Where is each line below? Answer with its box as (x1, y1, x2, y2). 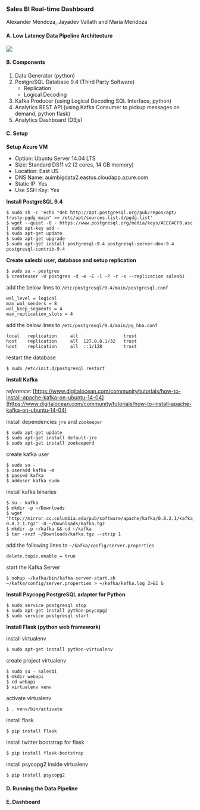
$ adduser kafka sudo (6, 478, 60, 483)
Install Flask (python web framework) (6, 623, 101, 630)
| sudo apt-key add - (6, 225, 60, 231)
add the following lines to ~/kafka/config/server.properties (6, 541, 155, 549)
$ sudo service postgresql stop (6, 602, 86, 608)
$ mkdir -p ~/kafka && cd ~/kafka (6, 526, 92, 532)
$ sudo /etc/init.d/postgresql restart (6, 365, 105, 371)
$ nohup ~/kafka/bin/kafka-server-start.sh (6, 575, 116, 581)
